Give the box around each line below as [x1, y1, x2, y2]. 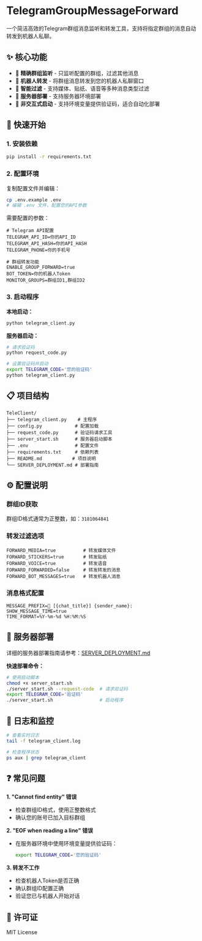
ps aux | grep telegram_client [6, 754, 86, 761]
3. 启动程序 [6, 293, 39, 301]
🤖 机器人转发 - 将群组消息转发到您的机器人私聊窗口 [15, 77, 144, 84]
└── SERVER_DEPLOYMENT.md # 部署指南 [6, 462, 99, 468]
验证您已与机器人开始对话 [15, 892, 80, 900]
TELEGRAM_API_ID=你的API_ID [6, 234, 77, 241]
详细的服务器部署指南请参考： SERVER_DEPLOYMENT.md [6, 649, 151, 656]
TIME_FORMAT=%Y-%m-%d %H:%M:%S [6, 613, 86, 620]
